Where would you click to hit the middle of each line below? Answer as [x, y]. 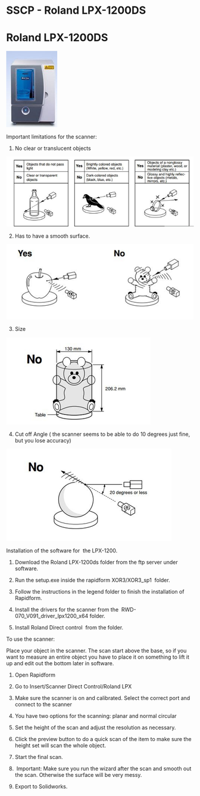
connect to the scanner [43, 705]
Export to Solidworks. [41, 786]
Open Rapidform [35, 675]
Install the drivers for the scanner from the [67, 610]
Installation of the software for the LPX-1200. [62, 551]
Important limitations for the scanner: [51, 137]
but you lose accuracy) [43, 441]
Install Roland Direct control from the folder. [69, 628]
